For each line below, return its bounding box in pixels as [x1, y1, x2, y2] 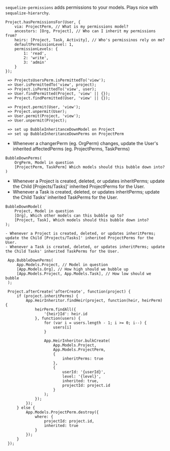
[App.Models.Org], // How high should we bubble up [16, 267, 129, 272]
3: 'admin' [23, 60, 47, 65]
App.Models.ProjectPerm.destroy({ [25, 410, 99, 415]
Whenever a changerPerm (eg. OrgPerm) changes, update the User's [12, 140, 159, 146]
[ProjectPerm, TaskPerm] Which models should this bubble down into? [14, 164, 165, 170]
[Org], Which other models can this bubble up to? [14, 213, 124, 218]
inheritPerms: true [62, 356, 103, 361]
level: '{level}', [62, 374, 101, 379]
